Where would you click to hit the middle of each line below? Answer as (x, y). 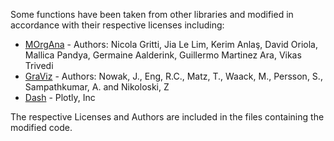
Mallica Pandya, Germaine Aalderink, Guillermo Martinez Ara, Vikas (163, 55)
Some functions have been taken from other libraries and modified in (152, 14)
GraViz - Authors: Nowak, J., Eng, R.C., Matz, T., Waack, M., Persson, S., (173, 76)
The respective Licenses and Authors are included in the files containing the (167, 117)
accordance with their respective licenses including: (117, 25)
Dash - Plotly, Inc (60, 97)
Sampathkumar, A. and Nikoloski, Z (97, 87)
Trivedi (39, 65)
